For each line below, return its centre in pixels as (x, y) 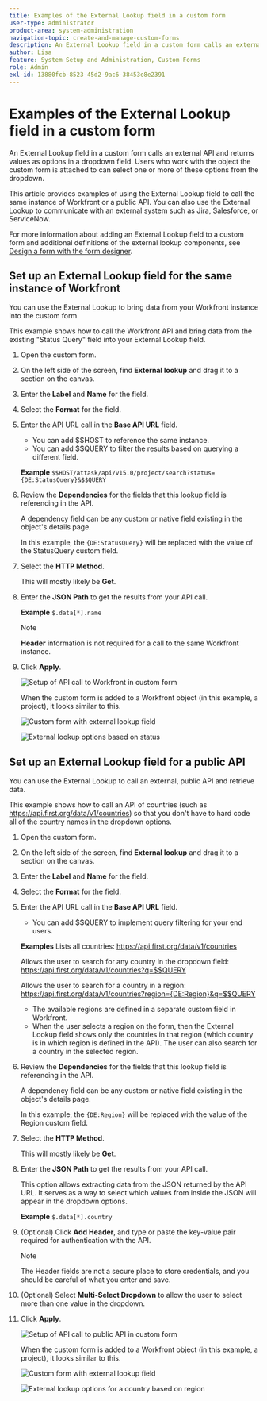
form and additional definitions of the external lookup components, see (125, 242)
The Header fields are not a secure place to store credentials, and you (135, 1272)
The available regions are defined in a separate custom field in (134, 1010)
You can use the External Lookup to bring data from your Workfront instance (134, 307)
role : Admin (29, 67)
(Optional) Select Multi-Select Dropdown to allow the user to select (131, 1295)
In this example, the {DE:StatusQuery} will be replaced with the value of (137, 543)
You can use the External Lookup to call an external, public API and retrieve (132, 781)
